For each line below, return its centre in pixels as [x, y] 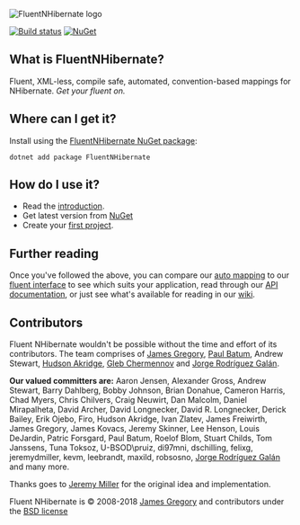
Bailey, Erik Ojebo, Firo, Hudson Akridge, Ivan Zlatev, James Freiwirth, [138, 419]
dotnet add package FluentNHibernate [80, 157]
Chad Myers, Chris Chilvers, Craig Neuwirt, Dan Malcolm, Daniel [128, 400]
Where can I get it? [63, 119]
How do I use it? [55, 185]
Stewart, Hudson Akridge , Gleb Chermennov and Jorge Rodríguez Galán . [145, 363]
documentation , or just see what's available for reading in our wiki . [132, 294]
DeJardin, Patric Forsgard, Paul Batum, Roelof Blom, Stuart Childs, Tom [141, 438]
